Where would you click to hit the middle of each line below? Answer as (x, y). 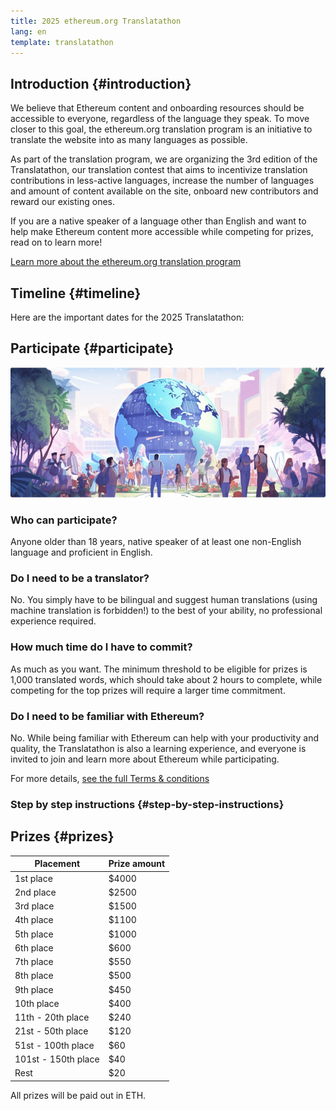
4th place (34, 920)
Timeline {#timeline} (76, 293)
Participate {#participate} (92, 348)
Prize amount (137, 864)
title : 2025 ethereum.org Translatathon (96, 21)
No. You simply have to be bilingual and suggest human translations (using (164, 600)
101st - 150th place (57, 1059)
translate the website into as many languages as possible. (129, 140)
